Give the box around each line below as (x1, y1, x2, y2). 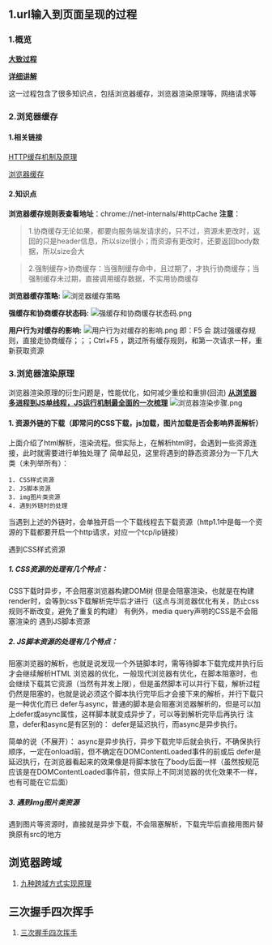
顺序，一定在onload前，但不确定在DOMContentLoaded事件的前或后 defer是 (8, 747, 261, 757)
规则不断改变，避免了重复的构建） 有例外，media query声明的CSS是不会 (8, 607, 251, 616)
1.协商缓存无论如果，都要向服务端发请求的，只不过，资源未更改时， (28, 226, 253, 236)
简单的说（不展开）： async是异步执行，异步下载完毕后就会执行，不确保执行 (8, 737, 261, 746)
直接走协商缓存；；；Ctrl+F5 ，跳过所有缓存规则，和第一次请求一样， (22, 336, 256, 346)
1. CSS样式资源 (8, 475, 55, 484)
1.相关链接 (8, 132, 43, 142)
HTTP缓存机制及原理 (8, 152, 78, 161)
